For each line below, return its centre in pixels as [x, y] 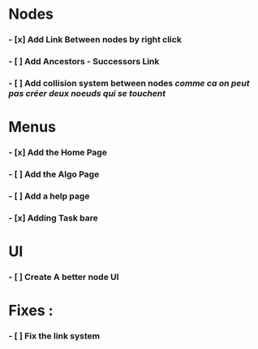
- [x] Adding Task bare [54, 218]
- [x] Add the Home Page [58, 153]
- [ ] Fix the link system [54, 336]
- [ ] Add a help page [49, 196]
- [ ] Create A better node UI [64, 277]
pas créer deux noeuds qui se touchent [87, 93]
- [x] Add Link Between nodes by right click [95, 40]
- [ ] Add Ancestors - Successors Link [84, 62]
